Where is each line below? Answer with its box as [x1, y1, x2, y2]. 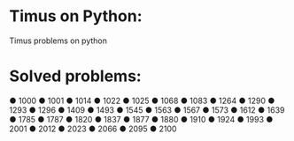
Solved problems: [9, 66, 142, 86]
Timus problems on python [9, 35, 108, 46]
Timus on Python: [9, 6, 143, 26]
